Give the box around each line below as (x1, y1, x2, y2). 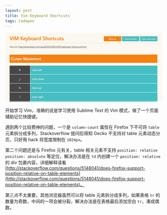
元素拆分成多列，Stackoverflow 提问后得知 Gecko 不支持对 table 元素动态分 (5, 131, 161, 137)
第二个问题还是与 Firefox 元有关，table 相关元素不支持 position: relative (5, 147, 158, 153)
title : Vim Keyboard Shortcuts (5, 13, 70, 18)
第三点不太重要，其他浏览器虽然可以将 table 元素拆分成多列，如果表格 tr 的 (5, 192, 161, 198)
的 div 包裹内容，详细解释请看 (5, 159, 66, 166)
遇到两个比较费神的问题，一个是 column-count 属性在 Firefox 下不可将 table (5, 124, 160, 130)
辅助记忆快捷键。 (5, 114, 40, 120)
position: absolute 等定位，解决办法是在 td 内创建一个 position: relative (5, 153, 161, 159)
